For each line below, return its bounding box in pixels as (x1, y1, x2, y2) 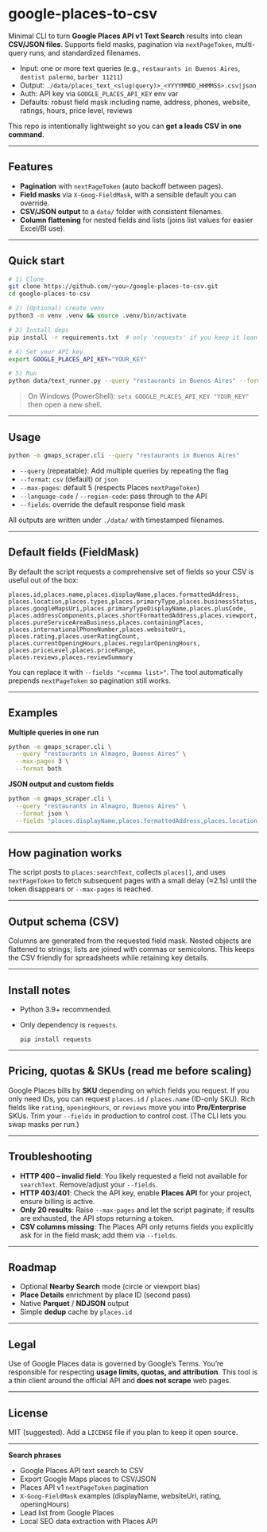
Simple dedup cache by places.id (19, 1307, 133, 1317)
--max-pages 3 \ (15, 758, 69, 766)
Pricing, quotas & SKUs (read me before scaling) (8, 1064, 252, 1078)
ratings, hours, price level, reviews (19, 105, 133, 115)
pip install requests (19, 1035, 91, 1043)
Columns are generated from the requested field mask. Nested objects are (8, 936, 252, 945)
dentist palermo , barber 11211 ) (19, 72, 123, 81)
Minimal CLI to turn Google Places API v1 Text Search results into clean (8, 31, 243, 41)
